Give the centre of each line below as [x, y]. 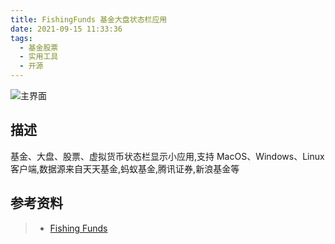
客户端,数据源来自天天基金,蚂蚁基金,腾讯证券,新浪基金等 [125, 168]
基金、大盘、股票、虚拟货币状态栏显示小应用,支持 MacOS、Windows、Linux [167, 156]
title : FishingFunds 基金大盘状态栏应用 [89, 19]
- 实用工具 [39, 57]
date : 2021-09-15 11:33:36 [66, 29]
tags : [21, 38]
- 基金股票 [39, 47]
